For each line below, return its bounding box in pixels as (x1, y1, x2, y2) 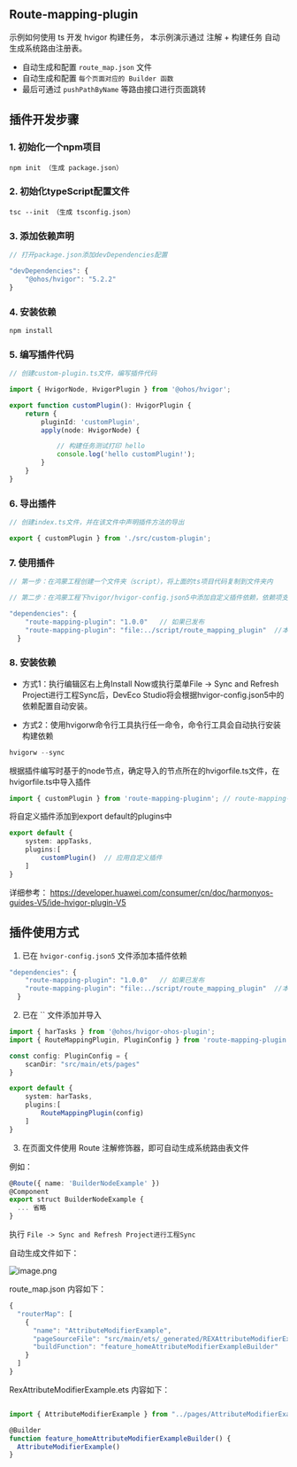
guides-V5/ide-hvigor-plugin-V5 (9, 896, 126, 907)
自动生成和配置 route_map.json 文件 (21, 61, 152, 72)
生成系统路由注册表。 (9, 43, 87, 53)
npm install (9, 326, 53, 335)
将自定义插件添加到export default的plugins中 (9, 811, 172, 822)
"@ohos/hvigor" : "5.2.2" (25, 275, 117, 283)
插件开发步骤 (9, 113, 80, 128)
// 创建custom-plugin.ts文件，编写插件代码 (9, 369, 157, 378)
